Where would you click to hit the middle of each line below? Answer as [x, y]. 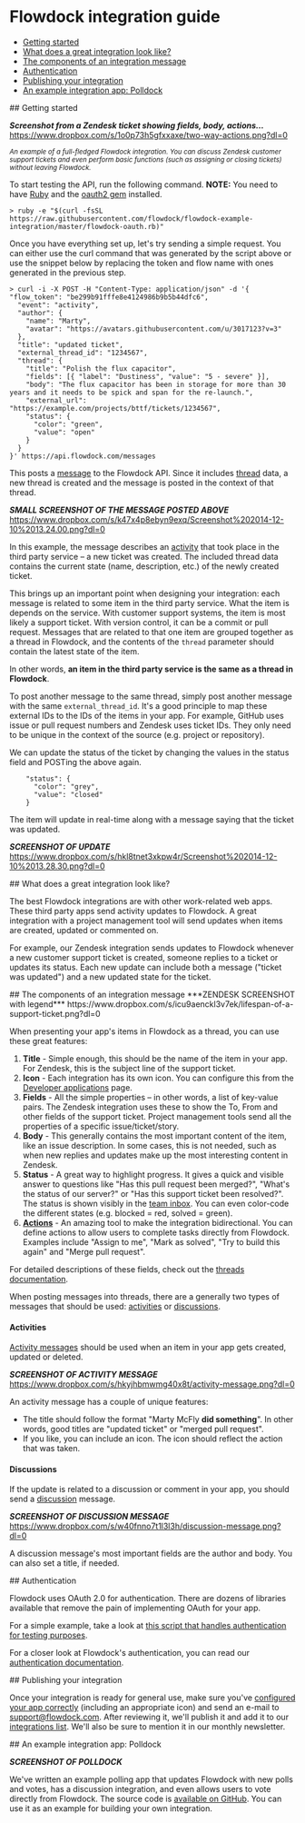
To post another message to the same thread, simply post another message [151, 696]
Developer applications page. [78, 1087]
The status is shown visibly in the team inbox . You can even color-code [156, 1203]
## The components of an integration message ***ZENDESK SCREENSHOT [152, 994]
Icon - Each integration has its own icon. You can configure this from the [158, 1078]
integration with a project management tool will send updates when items [146, 921]
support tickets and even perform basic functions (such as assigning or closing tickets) [146, 159]
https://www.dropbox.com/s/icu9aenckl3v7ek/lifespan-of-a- [180, 1004]
